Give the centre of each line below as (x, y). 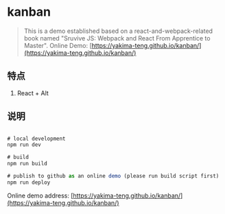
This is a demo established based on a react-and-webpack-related (118, 31)
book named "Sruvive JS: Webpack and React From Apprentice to (117, 38)
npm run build (27, 164)
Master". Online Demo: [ (58, 45)
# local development (37, 139)
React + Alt (33, 93)
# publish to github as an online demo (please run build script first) (113, 176)
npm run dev (24, 145)
